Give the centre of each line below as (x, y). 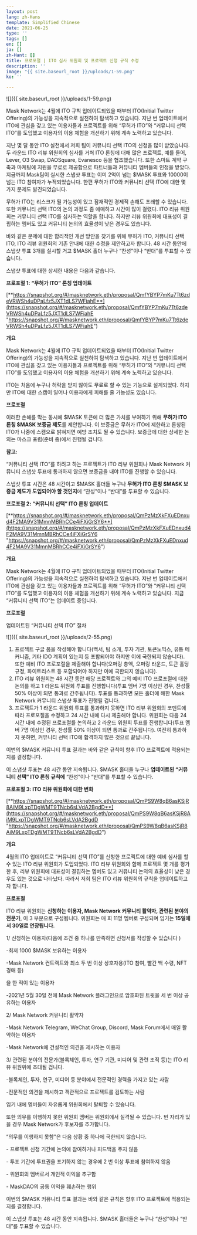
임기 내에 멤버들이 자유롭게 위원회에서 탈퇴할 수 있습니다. (71, 1105)
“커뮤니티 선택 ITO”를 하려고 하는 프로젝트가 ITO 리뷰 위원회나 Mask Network (95, 464)
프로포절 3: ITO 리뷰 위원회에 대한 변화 (50, 789)
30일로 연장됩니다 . (33, 926)
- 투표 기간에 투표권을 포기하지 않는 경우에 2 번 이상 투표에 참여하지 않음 (89, 1162)
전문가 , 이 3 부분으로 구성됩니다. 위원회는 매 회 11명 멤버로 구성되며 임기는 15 (94, 918)
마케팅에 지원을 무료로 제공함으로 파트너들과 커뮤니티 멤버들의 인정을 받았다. (104, 167)
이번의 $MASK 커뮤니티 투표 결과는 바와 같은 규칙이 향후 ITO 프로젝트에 (88, 750)
